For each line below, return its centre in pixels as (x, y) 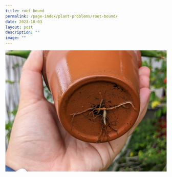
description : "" (23, 33)
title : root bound (25, 11)
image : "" (16, 38)
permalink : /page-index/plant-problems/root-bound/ (61, 16)
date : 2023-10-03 (24, 22)
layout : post (19, 27)
